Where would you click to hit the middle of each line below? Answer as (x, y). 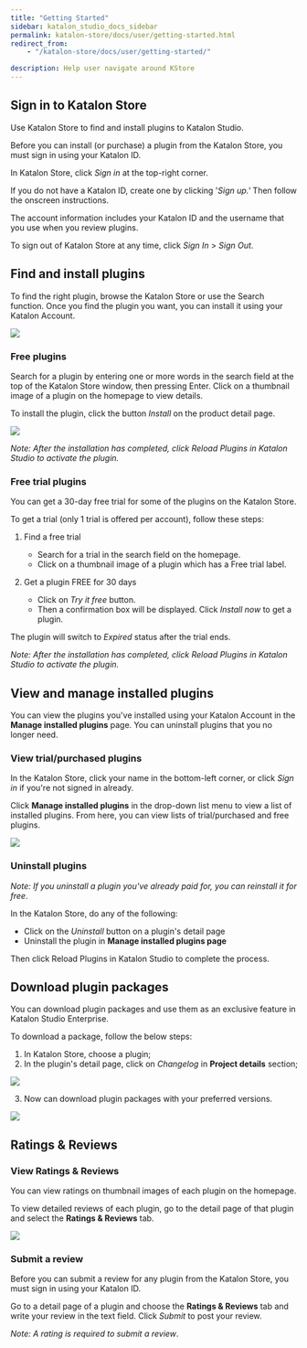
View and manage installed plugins (112, 693)
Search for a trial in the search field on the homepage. (139, 555)
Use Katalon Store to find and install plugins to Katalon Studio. (127, 127)
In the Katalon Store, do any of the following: (94, 913)
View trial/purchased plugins (76, 758)
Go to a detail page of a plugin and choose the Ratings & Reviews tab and (149, 1306)
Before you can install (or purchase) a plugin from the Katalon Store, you (147, 145)
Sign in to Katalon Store (79, 106)
